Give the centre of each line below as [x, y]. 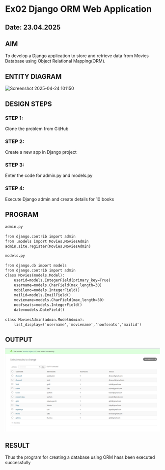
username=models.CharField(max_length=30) [58, 285]
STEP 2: [15, 141]
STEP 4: [15, 188]
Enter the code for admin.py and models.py [49, 175]
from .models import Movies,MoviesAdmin [47, 241]
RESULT [17, 445]
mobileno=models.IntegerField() [47, 290]
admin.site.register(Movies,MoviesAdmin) [48, 246]
